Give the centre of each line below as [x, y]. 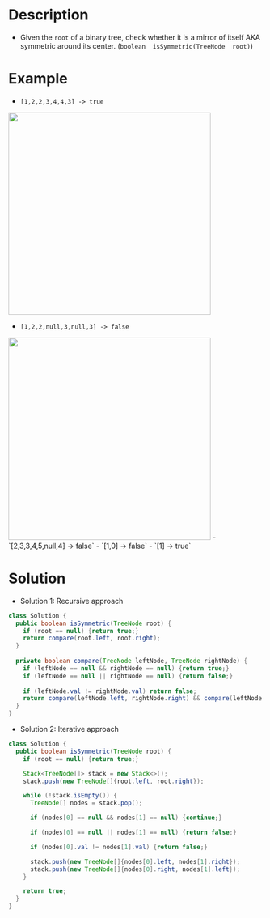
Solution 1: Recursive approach [72, 601]
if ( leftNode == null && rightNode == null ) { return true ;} [126, 668]
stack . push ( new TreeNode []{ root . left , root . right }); [114, 781]
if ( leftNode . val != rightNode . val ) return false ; [110, 691]
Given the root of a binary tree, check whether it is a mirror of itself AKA [140, 37]
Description [49, 15]
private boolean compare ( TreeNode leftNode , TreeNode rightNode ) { [132, 661]
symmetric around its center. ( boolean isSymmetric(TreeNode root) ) [136, 45]
